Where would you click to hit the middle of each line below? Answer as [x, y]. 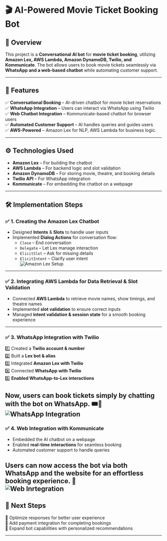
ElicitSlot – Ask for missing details [56, 253]
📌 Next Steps [26, 506]
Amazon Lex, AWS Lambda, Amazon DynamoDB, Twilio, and [68, 60]
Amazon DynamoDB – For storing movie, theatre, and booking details [83, 173]
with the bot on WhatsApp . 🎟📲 [54, 404]
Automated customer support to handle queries [61, 450]
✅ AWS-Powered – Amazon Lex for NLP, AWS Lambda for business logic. [81, 130]
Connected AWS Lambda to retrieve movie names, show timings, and [83, 298]
